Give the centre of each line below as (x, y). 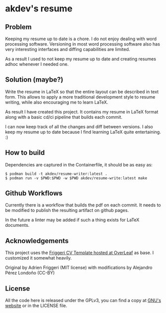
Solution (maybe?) (34, 80)
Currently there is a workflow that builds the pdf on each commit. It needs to (83, 205)
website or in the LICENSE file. (36, 306)
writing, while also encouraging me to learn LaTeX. (57, 102)
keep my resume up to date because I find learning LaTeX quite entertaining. (83, 132)
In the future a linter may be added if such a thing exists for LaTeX (72, 220)
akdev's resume (39, 9)
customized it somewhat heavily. (38, 258)
